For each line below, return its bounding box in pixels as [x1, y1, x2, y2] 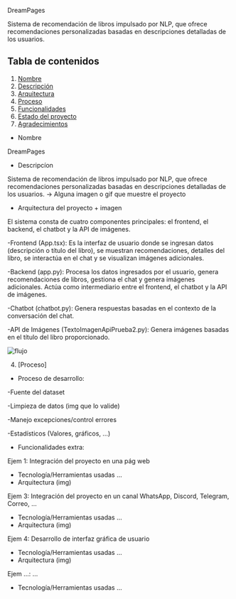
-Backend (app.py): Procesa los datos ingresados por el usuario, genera [7, 267, 219, 276]
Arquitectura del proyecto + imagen [17, 203, 122, 212]
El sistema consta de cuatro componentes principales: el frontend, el [7, 217, 208, 226]
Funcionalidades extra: [17, 443, 85, 451]
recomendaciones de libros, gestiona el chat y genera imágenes [7, 275, 195, 284]
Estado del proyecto [17, 112, 77, 120]
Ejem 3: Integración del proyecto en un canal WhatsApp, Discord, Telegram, [7, 492, 230, 500]
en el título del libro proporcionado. [7, 333, 110, 341]
